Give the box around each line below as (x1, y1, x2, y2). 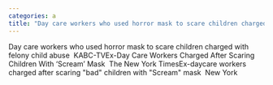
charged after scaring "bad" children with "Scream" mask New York (8, 67, 238, 77)
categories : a (8, 11, 57, 20)
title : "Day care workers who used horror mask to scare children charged (8, 19, 267, 28)
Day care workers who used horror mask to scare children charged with (8, 41, 249, 51)
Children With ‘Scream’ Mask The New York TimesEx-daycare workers (8, 58, 246, 69)
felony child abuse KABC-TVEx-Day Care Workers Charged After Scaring (8, 50, 255, 60)
